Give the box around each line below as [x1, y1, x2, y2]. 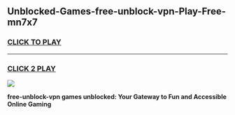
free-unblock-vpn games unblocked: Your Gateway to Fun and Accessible [7, 92, 227, 100]
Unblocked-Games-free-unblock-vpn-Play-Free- [7, 6, 226, 17]
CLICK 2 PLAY [7, 63, 56, 73]
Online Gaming [7, 100, 52, 108]
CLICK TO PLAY [7, 38, 62, 47]
